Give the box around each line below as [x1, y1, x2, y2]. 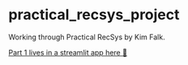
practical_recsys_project [8, 6, 180, 24]
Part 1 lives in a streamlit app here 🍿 [8, 47, 128, 57]
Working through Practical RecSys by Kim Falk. [8, 32, 165, 42]
